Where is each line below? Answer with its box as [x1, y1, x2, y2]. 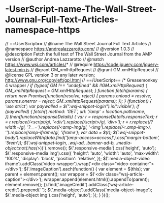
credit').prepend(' [5, 187, 41, 193]
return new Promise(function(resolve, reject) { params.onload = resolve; [5, 92, 152, 99]
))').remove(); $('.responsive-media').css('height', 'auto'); [40, 145, 156, 151]
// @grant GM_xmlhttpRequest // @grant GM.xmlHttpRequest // [30, 66, 159, 72]
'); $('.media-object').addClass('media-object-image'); [41, 187, 153, 193]
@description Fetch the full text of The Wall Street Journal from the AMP [5, 51, 152, 57]
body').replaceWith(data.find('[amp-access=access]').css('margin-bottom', [5, 134, 160, 141]
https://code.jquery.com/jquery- [93, 61, 159, 67]
